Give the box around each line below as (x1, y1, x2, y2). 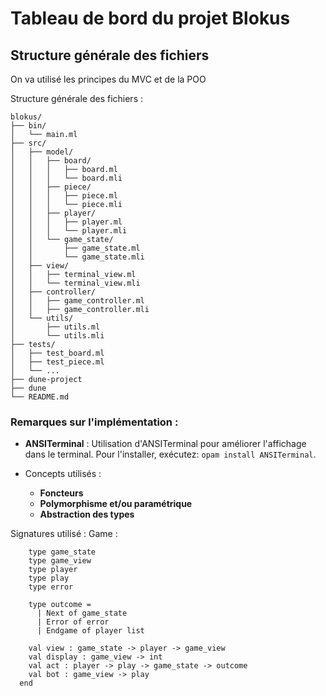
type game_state (28, 547, 97, 557)
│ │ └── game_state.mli (10, 252, 145, 262)
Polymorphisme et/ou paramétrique (39, 498, 193, 510)
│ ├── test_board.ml (10, 348, 105, 358)
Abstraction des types (39, 508, 135, 521)
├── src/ (10, 138, 47, 148)
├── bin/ (10, 121, 47, 131)
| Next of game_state (36, 608, 128, 619)
